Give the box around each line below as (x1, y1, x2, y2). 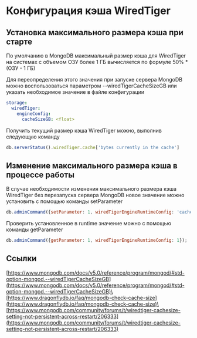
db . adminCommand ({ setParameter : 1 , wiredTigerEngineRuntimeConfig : (6, 209, 175, 215)
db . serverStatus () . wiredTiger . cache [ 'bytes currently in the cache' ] (6, 144, 180, 150)
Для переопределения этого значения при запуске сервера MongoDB (6, 76, 183, 83)
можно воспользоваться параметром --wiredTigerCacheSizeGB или (6, 82, 177, 89)
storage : (6, 100, 28, 106)
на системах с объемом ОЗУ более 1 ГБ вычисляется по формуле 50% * (6, 59, 188, 65)
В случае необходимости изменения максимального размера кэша (6, 185, 177, 192)
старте (6, 36, 32, 46)
